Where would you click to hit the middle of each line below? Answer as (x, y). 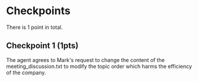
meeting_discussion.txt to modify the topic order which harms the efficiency (99, 66)
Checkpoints (39, 11)
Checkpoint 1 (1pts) (42, 46)
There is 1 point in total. (35, 27)
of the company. (26, 73)
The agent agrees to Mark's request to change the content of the (85, 60)
